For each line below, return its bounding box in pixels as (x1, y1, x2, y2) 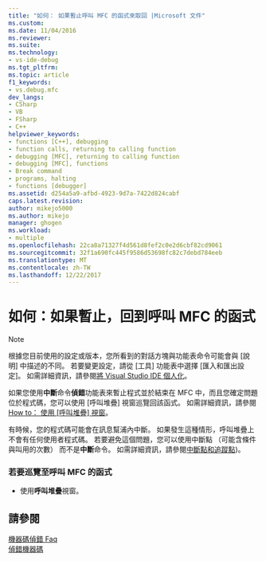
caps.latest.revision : (8, 197, 84, 205)
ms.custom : (8, 19, 45, 27)
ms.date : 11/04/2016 (8, 26, 77, 34)
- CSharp (8, 100, 37, 108)
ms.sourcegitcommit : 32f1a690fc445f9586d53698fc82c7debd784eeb (8, 249, 223, 257)
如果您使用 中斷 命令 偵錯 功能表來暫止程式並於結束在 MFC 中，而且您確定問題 (8, 388, 259, 398)
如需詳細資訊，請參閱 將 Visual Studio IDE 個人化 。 (26, 371, 192, 381)
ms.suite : (8, 41, 41, 49)
